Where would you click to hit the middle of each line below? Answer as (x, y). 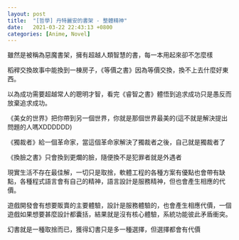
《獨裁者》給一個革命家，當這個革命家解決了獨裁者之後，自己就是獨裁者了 (116, 142)
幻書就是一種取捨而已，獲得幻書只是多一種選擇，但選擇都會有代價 (104, 229)
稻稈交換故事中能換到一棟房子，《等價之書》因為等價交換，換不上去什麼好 (115, 70)
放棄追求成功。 (29, 103)
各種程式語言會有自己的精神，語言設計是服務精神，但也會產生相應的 (119, 182)
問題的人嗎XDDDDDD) (40, 127)
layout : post (27, 14)
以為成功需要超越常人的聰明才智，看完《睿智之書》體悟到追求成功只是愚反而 (119, 94)
